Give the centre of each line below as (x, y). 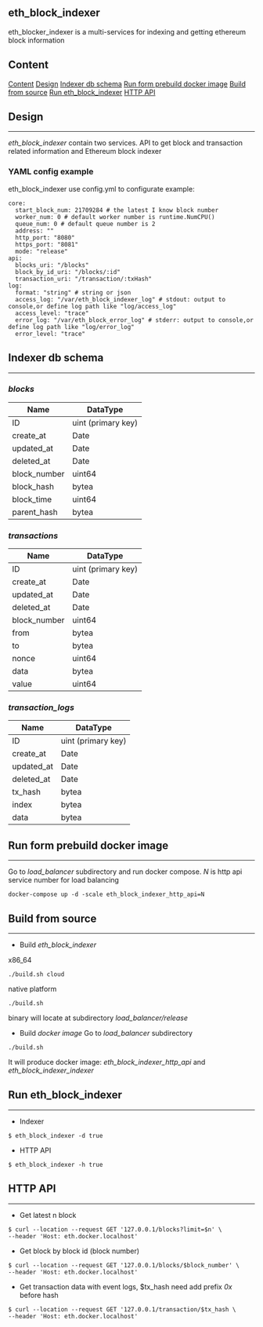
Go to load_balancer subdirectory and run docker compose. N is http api (125, 872)
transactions (33, 536)
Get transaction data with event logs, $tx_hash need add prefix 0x (126, 1286)
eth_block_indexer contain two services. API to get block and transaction (126, 143)
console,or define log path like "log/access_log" (92, 306)
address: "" (35, 231)
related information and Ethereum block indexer (85, 152)
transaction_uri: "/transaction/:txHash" (84, 279)
